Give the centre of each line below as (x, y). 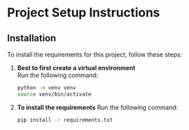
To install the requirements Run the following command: (98, 107)
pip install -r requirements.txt (65, 120)
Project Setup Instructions (84, 13)
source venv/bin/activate (54, 94)
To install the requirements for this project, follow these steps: (94, 54)
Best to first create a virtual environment (76, 68)
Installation (32, 38)
